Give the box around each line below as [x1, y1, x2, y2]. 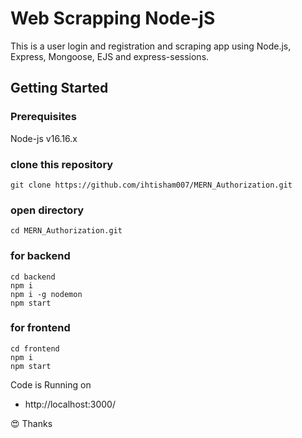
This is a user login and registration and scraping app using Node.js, [10, 40, 292, 52]
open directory [10, 203, 85, 217]
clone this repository [10, 157, 114, 171]
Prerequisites [10, 110, 77, 124]
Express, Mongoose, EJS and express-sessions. [10, 50, 210, 62]
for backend [10, 249, 71, 263]
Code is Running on [10, 378, 92, 391]
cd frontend [10, 343, 60, 354]
